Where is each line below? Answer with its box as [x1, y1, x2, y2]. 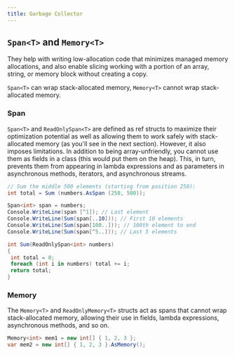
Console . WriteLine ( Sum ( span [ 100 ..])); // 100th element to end [7, 222, 196, 229]
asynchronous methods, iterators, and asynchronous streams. [7, 169, 187, 178]
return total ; [10, 267, 52, 274]
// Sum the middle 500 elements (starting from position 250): [7, 183, 196, 190]
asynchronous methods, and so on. [7, 321, 110, 330]
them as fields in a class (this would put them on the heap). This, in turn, [7, 154, 216, 162]
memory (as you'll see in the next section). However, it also [35, 139, 206, 148]
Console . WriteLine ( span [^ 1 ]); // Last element [7, 209, 149, 216]
